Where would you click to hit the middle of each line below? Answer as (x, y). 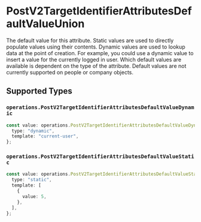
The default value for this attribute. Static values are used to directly (90, 40)
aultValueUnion (45, 24)
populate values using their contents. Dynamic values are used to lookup (96, 47)
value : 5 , (34, 196)
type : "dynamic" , (33, 131)
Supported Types (39, 91)
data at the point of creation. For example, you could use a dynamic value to (100, 53)
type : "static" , (32, 180)
